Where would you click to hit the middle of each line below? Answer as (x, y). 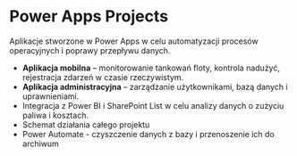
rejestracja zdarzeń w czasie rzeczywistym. (103, 77)
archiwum (41, 144)
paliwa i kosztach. (55, 115)
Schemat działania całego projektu (86, 124)
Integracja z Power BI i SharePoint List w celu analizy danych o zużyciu (153, 105)
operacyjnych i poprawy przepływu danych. (90, 50)
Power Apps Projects (89, 16)
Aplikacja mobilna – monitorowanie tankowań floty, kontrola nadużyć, (151, 68)
